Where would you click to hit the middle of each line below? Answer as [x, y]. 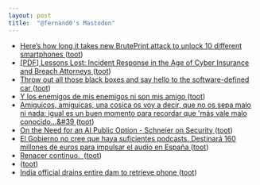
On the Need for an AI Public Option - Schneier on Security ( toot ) [126, 130]
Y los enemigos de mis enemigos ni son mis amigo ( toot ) [113, 96]
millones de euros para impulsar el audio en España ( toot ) [114, 147]
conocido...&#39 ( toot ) [57, 121]
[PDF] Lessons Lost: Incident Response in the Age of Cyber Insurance [134, 62]
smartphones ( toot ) [51, 54]
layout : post [30, 15]
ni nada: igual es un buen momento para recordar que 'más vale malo [134, 113]
